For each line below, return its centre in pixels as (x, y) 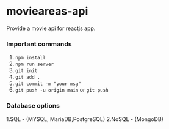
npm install (30, 58)
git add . (28, 78)
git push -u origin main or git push (62, 90)
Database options (33, 106)
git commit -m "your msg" (48, 84)
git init (26, 71)
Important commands (39, 44)
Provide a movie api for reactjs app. (51, 28)
